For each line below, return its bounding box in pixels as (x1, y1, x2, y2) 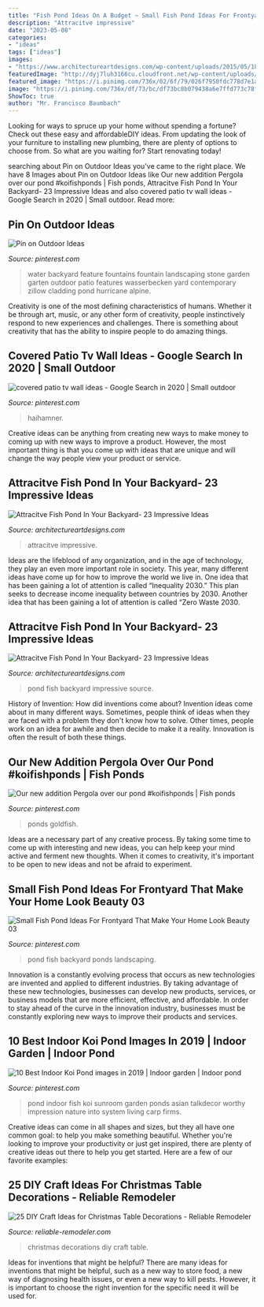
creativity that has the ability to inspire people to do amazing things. (8, 326, 228, 336)
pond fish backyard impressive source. (27, 683, 154, 694)
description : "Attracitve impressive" (8, 19, 135, 27)
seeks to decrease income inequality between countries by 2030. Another (8, 589, 248, 598)
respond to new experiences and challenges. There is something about (8, 318, 239, 327)
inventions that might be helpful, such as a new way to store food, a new (8, 1266, 243, 1275)
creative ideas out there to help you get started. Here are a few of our (8, 1147, 233, 1156)
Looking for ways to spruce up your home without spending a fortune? (8, 121, 236, 131)
